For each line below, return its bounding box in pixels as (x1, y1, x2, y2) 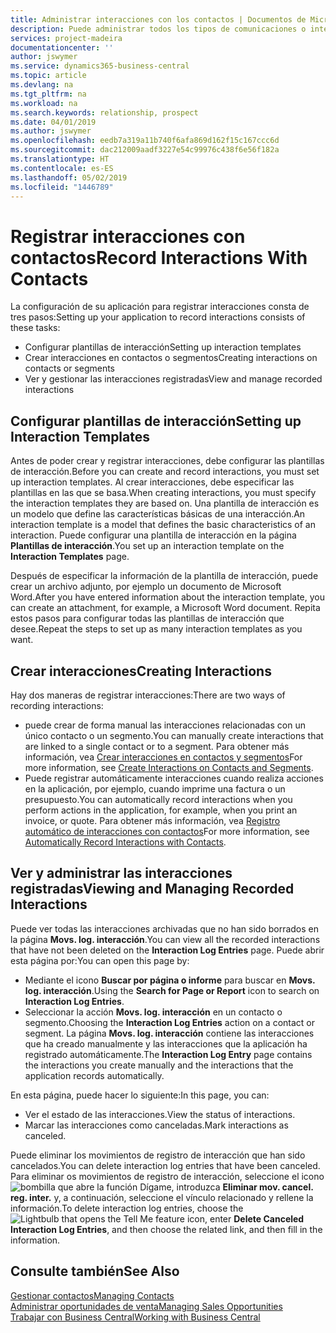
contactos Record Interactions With (10, 246, 308, 269)
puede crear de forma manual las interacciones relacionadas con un (24, 719, 306, 731)
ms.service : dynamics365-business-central (10, 61, 190, 71)
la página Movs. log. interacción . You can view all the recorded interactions (10, 933, 321, 945)
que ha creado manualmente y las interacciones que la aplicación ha (24, 1037, 308, 1050)
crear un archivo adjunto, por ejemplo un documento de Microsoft (10, 581, 282, 593)
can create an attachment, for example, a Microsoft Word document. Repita (10, 602, 321, 614)
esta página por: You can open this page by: (10, 954, 190, 966)
